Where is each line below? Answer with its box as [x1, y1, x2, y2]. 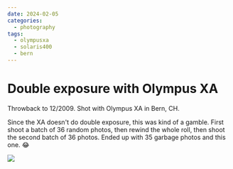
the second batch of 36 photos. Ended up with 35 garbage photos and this [7, 133, 226, 141]
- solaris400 [13, 43, 53, 50]
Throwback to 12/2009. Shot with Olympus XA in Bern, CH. [7, 104, 180, 112]
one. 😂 [7, 140, 30, 149]
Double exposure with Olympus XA [7, 81, 219, 97]
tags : [7, 30, 23, 38]
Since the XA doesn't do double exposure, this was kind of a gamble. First [7, 118, 224, 126]
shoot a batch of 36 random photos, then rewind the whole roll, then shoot [7, 125, 225, 133]
